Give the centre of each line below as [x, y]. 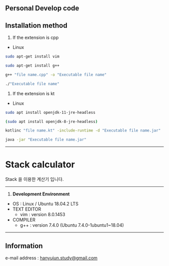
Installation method [36, 25]
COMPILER [24, 220]
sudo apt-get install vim [32, 57]
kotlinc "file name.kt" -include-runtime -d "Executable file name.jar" [83, 130]
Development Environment [41, 194]
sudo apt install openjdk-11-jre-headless [50, 112]
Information [24, 246]
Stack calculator [40, 164]
